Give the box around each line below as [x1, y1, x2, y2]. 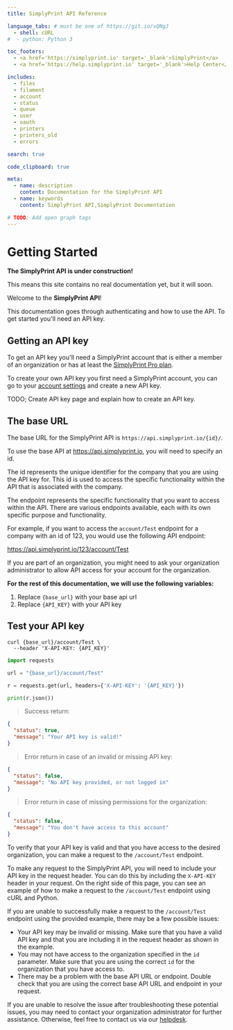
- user [13, 113, 33, 119]
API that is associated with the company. [7, 483, 123, 491]
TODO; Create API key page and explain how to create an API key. [7, 395, 196, 404]
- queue [13, 106, 36, 113]
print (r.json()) [7, 695, 54, 701]
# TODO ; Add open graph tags [7, 214, 92, 221]
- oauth [13, 119, 36, 126]
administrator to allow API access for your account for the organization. [7, 566, 212, 574]
